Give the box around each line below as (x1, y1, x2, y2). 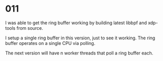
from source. (16, 25, 44, 31)
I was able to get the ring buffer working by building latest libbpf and (5, 20, 147, 26)
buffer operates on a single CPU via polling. (5, 40, 96, 46)
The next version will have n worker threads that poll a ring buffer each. (5, 50, 153, 56)
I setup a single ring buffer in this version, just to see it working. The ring (5, 35, 155, 41)
